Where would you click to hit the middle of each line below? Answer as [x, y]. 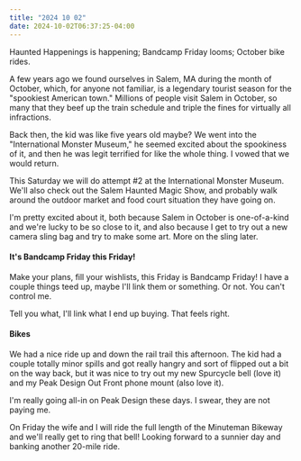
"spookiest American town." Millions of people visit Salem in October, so [143, 98]
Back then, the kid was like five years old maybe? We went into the [133, 134]
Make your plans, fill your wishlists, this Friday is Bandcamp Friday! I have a [149, 276]
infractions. [31, 117]
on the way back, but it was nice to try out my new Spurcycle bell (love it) [146, 373]
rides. [20, 61]
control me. [31, 296]
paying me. [30, 410]
